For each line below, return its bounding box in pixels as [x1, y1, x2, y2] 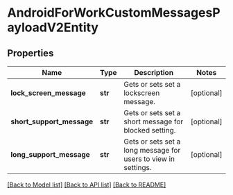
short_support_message [10, 117, 94, 126]
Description [134, 68, 174, 77]
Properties [7, 47, 54, 59]
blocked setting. [123, 126, 176, 135]
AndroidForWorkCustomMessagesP [7, 5, 221, 21]
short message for [123, 117, 184, 126]
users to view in [123, 154, 175, 164]
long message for [123, 146, 181, 155]
